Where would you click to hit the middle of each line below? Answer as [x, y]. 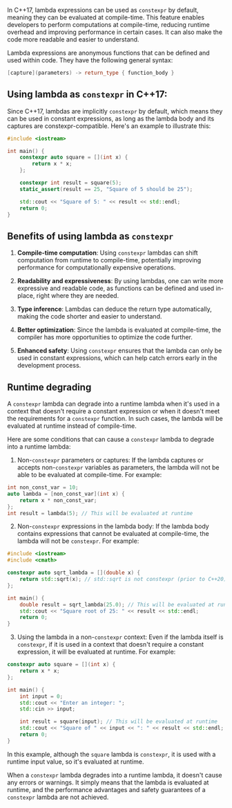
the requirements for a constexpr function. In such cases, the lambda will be [115, 419]
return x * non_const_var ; [58, 500]
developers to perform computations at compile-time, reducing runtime [108, 25]
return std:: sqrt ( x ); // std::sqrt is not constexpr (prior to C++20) [123, 580]
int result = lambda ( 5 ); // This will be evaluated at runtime [100, 513]
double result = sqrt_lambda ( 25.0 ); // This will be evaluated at [117, 604]
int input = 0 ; [41, 696]
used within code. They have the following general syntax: [90, 60]
